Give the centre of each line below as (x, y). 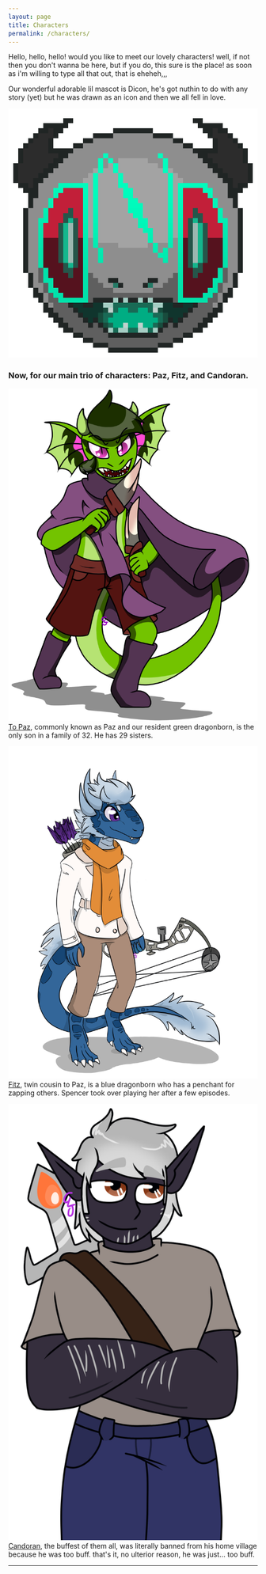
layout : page (30, 17)
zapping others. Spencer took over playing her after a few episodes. (119, 1093)
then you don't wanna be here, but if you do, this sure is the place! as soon (130, 65)
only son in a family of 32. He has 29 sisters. (81, 735)
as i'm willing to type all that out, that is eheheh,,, (88, 74)
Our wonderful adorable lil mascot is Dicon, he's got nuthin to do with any (128, 89)
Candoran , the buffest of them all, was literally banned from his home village (133, 1546)
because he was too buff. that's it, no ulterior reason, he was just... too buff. (131, 1554)
